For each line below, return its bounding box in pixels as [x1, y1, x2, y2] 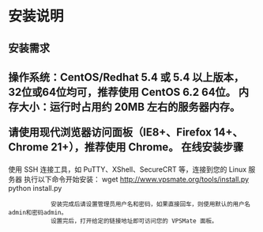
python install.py [8, 183, 62, 192]
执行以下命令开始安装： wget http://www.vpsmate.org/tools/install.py [23, 174, 250, 184]
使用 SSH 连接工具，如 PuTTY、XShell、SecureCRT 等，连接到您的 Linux [8, 164, 247, 174]
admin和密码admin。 [8, 208, 68, 216]
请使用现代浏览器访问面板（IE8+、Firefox [8, 125, 212, 139]
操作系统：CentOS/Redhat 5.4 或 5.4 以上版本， [8, 70, 245, 84]
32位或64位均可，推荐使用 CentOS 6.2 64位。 [8, 85, 237, 99]
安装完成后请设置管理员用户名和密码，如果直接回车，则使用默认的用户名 [50, 200, 251, 208]
